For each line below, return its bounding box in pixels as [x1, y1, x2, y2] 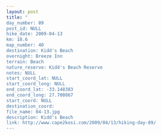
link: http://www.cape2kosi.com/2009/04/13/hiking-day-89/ [6, 120, 157, 126]
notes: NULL [6, 70, 36, 76]
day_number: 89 [6, 20, 44, 26]
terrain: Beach [6, 59, 44, 65]
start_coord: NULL [6, 97, 52, 103]
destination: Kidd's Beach [6, 48, 74, 54]
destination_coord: [6, 103, 55, 109]
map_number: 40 [6, 42, 44, 48]
